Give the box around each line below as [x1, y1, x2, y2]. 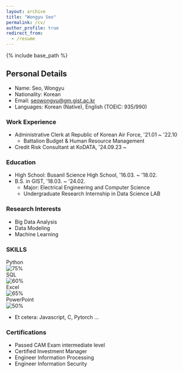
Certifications [6, 328, 47, 336]
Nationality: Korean [14, 90, 61, 97]
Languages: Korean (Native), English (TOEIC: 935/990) [14, 103, 148, 110]
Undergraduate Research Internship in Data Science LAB [23, 190, 161, 197]
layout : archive [6, 8, 46, 15]
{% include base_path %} [6, 52, 68, 59]
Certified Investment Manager [14, 348, 87, 355]
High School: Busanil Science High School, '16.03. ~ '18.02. [14, 171, 157, 179]
